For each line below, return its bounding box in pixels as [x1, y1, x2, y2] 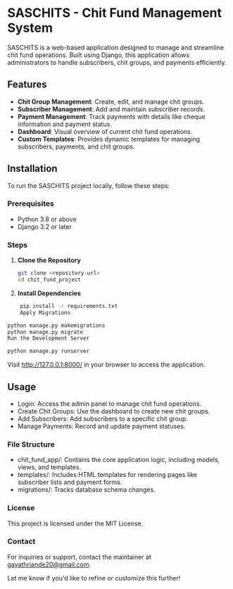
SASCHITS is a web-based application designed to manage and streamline [7, 43, 224, 51]
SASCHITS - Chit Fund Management [7, 5, 222, 21]
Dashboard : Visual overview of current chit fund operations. [17, 127, 193, 135]
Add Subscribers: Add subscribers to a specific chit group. [17, 414, 189, 423]
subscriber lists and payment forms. [17, 478, 122, 487]
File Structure [7, 439, 55, 449]
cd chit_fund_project [17, 276, 81, 283]
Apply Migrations [20, 309, 71, 316]
